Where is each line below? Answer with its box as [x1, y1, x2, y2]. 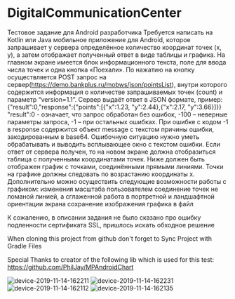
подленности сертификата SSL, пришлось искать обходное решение [7, 220, 215, 229]
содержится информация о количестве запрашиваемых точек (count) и [7, 88, 223, 96]
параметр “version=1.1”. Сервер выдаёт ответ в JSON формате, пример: [7, 95, 223, 103]
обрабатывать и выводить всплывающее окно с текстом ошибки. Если [7, 140, 221, 148]
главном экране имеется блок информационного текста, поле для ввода [7, 58, 227, 66]
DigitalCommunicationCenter [7, 5, 182, 21]
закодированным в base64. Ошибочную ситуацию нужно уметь [7, 132, 200, 141]
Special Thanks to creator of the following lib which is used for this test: [7, 255, 215, 264]
